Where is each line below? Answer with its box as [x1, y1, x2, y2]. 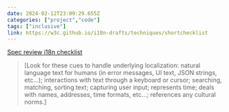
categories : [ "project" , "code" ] [7, 16, 100, 23]
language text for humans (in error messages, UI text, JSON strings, [23, 69, 217, 77]
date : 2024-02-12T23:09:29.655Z [7, 10, 100, 17]
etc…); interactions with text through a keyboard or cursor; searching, [23, 76, 222, 85]
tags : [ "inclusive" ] [7, 23, 67, 30]
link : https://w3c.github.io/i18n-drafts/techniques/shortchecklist [7, 29, 208, 36]
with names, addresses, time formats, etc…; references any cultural [23, 91, 216, 99]
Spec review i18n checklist [7, 48, 83, 56]
